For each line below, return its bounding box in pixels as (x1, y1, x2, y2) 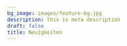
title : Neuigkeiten (7, 28, 63, 36)
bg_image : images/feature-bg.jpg (7, 9, 102, 17)
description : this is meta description (7, 16, 121, 23)
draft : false (7, 22, 44, 29)
